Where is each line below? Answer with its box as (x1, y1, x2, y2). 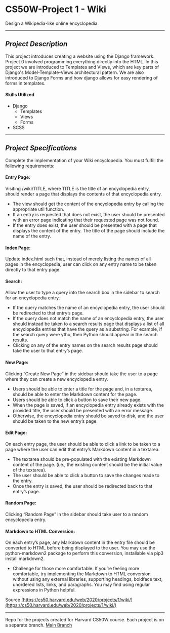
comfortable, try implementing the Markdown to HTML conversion (12, 571, 151, 577)
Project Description (5, 39, 68, 49)
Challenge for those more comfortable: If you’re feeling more (12, 566, 140, 572)
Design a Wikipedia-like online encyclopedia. (5, 20, 99, 26)
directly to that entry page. (5, 267, 61, 273)
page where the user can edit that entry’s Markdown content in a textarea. (5, 446, 160, 452)
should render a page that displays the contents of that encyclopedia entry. (5, 191, 162, 197)
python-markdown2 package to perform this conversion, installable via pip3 (5, 550, 163, 557)
